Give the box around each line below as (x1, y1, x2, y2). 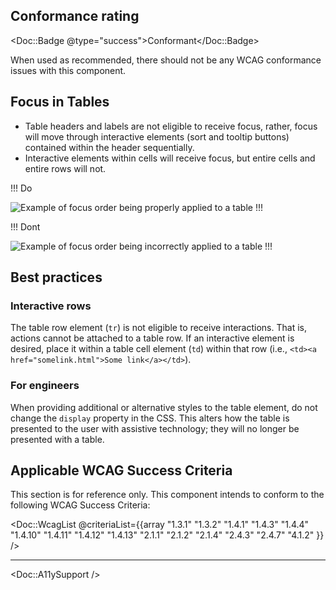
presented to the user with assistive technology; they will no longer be (10, 422, 300, 434)
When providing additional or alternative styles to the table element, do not (10, 401, 318, 413)
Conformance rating (10, 8, 140, 25)
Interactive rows (10, 299, 92, 313)
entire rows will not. (24, 162, 107, 174)
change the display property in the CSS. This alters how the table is (10, 412, 290, 424)
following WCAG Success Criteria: (10, 499, 151, 511)
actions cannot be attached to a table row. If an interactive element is (10, 332, 295, 344)
